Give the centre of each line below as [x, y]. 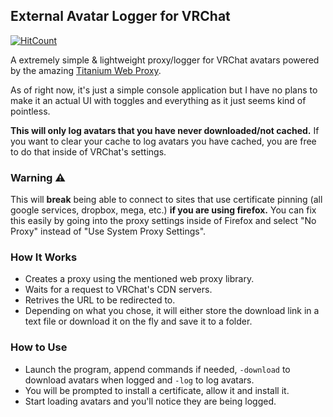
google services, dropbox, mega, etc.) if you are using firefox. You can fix [163, 210]
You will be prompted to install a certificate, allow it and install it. [157, 390]
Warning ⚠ [38, 177]
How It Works [44, 257]
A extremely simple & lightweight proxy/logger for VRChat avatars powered [165, 60]
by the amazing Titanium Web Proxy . [86, 70]
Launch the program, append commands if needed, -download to [157, 369]
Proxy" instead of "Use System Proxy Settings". [108, 231]
